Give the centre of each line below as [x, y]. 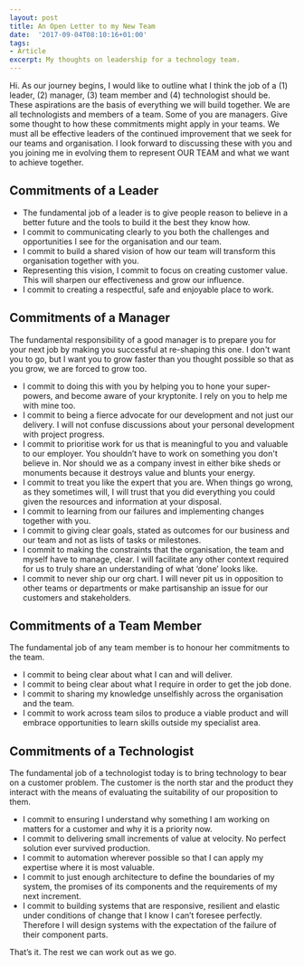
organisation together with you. [81, 260]
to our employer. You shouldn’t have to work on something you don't [150, 453]
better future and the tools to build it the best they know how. [136, 222]
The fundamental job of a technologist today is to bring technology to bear [148, 773]
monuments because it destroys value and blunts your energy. [139, 472]
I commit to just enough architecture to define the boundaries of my [148, 877]
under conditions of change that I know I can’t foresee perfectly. [142, 915]
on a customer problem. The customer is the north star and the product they [152, 782]
